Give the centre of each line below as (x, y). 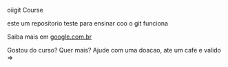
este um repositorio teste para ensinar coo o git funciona (88, 23)
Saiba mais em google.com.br (50, 37)
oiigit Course (25, 10)
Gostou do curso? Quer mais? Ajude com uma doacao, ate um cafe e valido (114, 50)
